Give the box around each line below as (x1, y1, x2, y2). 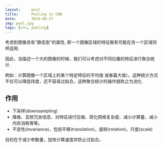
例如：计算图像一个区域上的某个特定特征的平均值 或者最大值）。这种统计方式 (5, 72, 158, 78)
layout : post (5, 7, 41, 12)
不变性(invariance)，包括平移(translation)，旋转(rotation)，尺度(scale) (12, 126, 153, 132)
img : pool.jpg (5, 21, 34, 26)
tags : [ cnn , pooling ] (5, 25, 49, 30)
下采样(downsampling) (12, 108, 58, 114)
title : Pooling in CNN (5, 12, 62, 17)
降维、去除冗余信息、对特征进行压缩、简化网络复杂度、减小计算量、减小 (12, 114, 158, 120)
